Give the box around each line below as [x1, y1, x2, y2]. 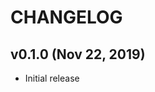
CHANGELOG [10, 6, 123, 29]
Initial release [24, 72, 80, 84]
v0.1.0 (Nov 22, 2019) [10, 46, 146, 63]
